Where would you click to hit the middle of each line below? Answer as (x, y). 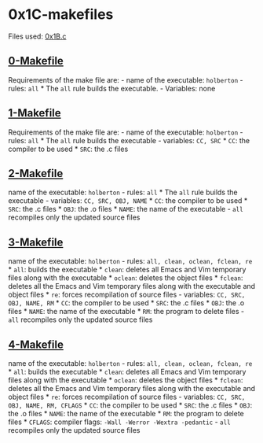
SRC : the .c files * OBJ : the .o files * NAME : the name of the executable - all (126, 209)
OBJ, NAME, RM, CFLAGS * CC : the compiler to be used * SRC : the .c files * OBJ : (130, 405)
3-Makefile (36, 242)
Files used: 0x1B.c (37, 36)
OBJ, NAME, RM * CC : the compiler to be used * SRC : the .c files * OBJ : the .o (126, 303)
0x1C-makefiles (61, 15)
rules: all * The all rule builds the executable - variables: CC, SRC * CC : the (129, 140)
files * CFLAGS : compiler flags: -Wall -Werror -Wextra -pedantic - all (119, 422)
